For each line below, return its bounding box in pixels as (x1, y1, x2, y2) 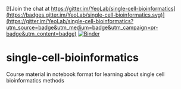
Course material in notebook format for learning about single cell (6, 71, 165, 78)
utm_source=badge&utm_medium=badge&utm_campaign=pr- (6, 24, 158, 31)
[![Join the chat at (6, 5, 50, 12)
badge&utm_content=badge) (6, 30, 77, 37)
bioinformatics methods (6, 77, 64, 84)
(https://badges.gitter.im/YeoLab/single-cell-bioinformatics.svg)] (6, 11, 165, 18)
